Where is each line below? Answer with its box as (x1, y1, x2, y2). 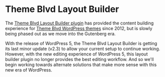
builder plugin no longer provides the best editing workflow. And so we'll (5, 56, 154, 62)
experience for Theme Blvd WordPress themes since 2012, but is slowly (5, 25, 153, 31)
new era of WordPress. (5, 66, 52, 73)
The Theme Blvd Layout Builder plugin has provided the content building (5, 20, 154, 26)
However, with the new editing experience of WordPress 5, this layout (5, 51, 148, 57)
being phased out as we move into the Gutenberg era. (5, 30, 116, 36)
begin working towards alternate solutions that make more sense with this (5, 61, 157, 67)
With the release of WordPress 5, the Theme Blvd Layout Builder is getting (5, 40, 158, 46)
